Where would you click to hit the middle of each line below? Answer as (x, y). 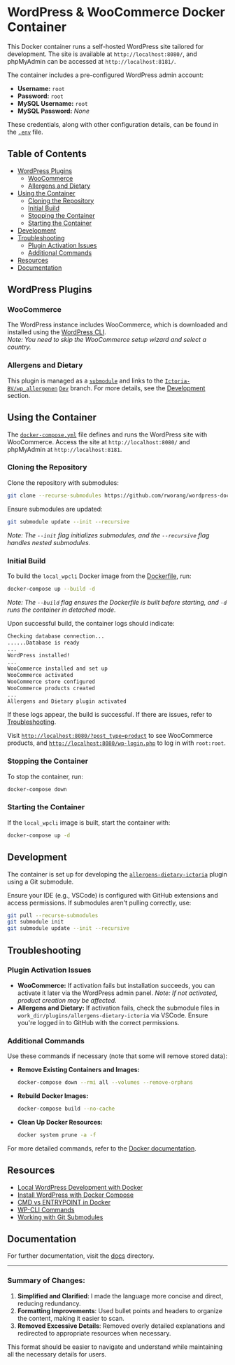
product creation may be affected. (67, 1000)
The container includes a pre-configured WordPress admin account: (106, 75)
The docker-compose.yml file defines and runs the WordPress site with (107, 434)
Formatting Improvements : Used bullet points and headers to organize (120, 1310)
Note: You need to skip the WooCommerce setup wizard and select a (107, 340)
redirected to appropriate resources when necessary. (94, 1333)
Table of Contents (47, 154)
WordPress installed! (39, 656)
